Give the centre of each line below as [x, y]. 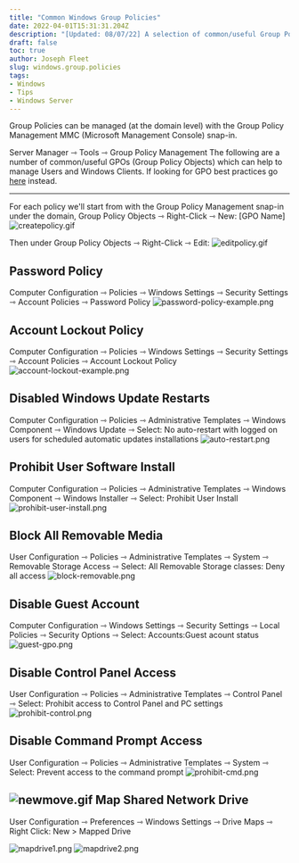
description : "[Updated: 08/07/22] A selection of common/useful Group [145, 34]
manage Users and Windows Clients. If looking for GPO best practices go [144, 171]
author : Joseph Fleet [49, 59]
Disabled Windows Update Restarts [110, 398]
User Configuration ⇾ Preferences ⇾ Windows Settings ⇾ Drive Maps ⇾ [141, 821]
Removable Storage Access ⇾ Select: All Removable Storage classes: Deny [147, 567]
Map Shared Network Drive [172, 800]
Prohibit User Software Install [92, 467]
